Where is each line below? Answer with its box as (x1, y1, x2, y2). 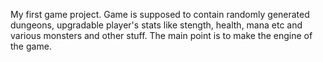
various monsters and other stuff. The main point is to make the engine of (10, 30, 313, 41)
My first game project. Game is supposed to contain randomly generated (10, 9, 310, 20)
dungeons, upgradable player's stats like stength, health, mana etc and (10, 19, 303, 31)
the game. (10, 40, 52, 52)
